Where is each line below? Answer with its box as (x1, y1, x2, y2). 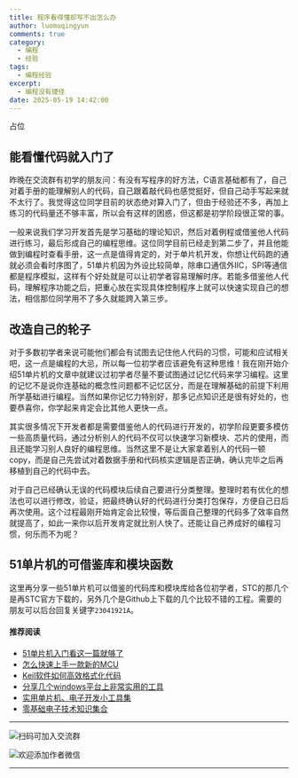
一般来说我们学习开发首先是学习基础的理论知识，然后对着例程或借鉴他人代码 (9, 227, 289, 238)
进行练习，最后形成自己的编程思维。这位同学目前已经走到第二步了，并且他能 (9, 238, 289, 248)
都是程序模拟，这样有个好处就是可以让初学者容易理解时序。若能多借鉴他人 (9, 271, 281, 282)
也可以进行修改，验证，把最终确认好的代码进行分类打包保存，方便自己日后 (16, 496, 289, 506)
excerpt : (9, 79, 42, 88)
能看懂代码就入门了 (9, 149, 114, 164)
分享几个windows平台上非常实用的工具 (21, 681, 164, 692)
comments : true (9, 29, 66, 38)
